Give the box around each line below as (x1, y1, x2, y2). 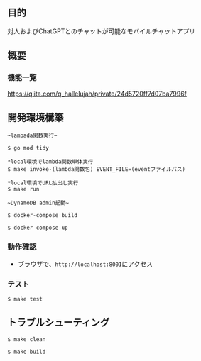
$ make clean (7, 335, 46, 343)
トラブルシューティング (7, 316, 110, 328)
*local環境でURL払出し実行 (7, 179, 79, 187)
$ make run (7, 186, 40, 193)
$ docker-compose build (7, 212, 78, 219)
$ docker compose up (7, 224, 69, 232)
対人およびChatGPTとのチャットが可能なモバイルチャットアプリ (7, 27, 195, 35)
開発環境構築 (7, 111, 64, 123)
